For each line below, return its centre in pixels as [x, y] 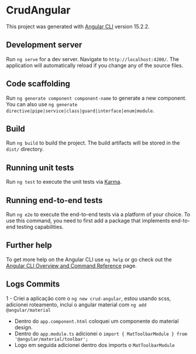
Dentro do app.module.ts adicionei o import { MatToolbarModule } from [101, 333]
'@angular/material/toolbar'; [51, 339]
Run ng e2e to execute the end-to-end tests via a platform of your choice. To [98, 214]
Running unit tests [40, 168]
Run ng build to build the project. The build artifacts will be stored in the [93, 143]
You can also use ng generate [42, 104]
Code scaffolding [38, 84]
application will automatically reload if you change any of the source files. [94, 65]
